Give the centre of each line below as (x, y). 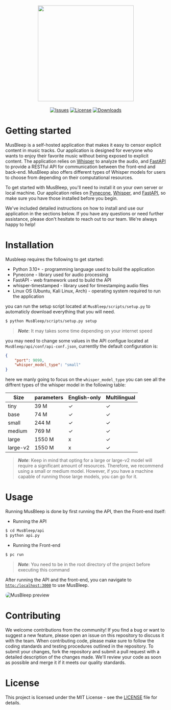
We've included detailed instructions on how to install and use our (75, 208)
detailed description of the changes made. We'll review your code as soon (83, 657)
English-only (84, 398)
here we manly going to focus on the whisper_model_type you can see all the (86, 380)
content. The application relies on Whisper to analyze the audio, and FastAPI (86, 161)
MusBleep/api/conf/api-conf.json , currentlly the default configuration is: (82, 346)
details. (13, 702)
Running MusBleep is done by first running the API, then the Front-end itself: (86, 512)
